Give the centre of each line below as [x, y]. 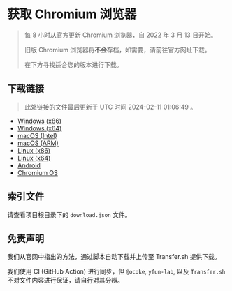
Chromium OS [37, 172]
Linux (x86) [34, 150]
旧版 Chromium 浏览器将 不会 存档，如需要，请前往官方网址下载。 [117, 50]
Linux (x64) [34, 158]
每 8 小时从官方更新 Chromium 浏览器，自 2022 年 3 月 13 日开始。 [121, 35]
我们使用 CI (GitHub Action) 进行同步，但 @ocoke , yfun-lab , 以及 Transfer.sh [116, 271]
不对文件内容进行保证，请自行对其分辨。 [65, 281]
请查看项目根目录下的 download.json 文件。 [69, 214]
